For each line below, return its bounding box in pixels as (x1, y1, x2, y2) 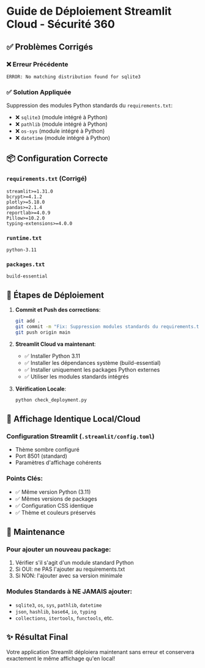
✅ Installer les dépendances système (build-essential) (24, 359, 161, 366)
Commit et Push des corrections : (15, 306, 101, 314)
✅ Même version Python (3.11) (15, 488, 91, 496)
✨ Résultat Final (6, 632, 69, 642)
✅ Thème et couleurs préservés (15, 508, 96, 516)
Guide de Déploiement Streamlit (6, 4, 172, 18)
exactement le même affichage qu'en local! (6, 655, 115, 662)
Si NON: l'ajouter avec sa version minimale (15, 572, 123, 579)
